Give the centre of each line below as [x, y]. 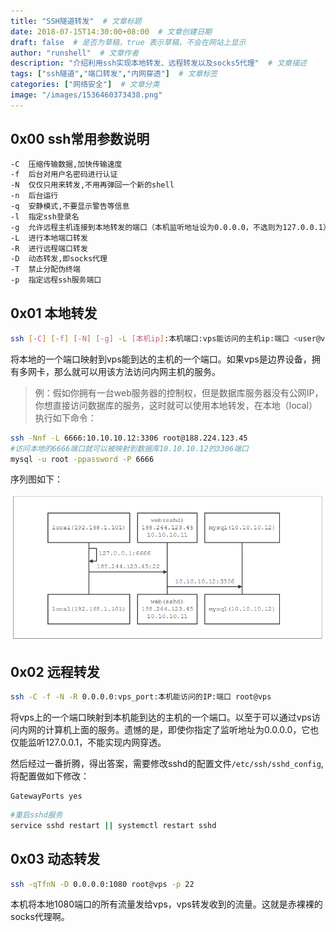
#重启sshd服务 [36, 815]
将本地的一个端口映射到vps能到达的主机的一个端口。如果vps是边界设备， [161, 359]
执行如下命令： [65, 417]
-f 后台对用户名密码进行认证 [64, 175]
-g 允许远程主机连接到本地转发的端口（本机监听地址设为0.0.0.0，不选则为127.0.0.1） [170, 227]
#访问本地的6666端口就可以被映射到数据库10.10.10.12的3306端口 [129, 448]
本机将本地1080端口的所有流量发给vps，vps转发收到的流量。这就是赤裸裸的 [166, 904]
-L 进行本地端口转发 [49, 238]
